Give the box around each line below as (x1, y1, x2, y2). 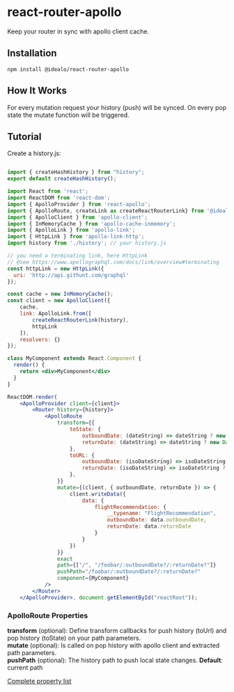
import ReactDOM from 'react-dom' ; (7, 194, 111, 201)
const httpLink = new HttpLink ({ (7, 265, 104, 272)
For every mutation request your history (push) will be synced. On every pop (7, 103, 227, 111)
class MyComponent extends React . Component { (7, 355, 141, 362)
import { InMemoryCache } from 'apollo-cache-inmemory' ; (7, 220, 176, 227)
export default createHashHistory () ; (7, 175, 117, 182)
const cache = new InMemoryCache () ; (7, 290, 114, 298)
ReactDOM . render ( (7, 393, 58, 400)
